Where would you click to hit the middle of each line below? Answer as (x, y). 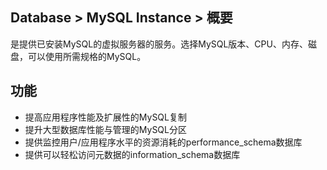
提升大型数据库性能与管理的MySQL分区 (105, 129)
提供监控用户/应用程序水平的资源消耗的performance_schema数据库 (163, 142)
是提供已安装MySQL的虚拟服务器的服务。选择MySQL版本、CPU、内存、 (159, 44)
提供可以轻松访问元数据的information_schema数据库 (132, 154)
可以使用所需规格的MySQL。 (87, 56)
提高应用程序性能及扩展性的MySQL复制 (105, 117)
